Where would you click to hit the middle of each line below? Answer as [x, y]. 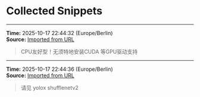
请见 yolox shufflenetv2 [49, 87]
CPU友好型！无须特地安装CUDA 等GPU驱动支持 [79, 51]
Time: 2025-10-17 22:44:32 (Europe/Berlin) [60, 33]
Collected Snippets [54, 11]
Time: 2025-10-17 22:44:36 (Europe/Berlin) [60, 69]
